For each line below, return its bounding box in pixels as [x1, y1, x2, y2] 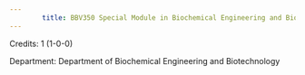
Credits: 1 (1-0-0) [9, 38, 74, 49]
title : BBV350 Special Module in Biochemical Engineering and [42, 13, 282, 23]
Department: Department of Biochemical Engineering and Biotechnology [9, 55, 280, 66]
